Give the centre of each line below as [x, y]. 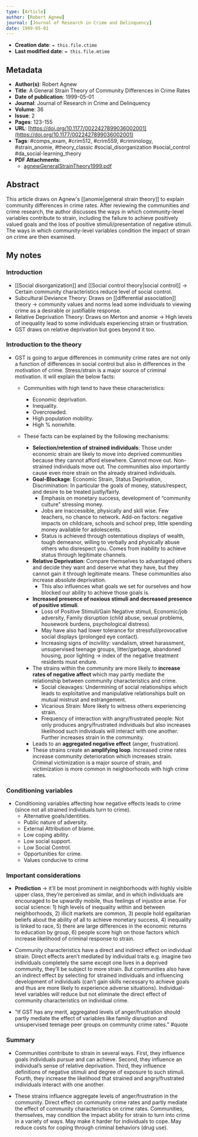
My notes [24, 255]
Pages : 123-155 [34, 122]
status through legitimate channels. [84, 554]
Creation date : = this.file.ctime [56, 45]
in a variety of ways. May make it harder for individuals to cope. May [98, 1121]
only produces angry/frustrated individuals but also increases [116, 724]
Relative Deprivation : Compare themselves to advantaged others [112, 561]
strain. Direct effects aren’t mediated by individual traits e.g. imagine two [103, 956]
